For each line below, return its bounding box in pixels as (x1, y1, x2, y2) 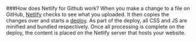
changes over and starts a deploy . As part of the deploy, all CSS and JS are (6, 17, 187, 24)
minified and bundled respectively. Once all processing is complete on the (6, 23, 185, 30)
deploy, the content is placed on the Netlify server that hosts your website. (6, 29, 186, 36)
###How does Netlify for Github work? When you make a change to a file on (6, 5, 190, 12)
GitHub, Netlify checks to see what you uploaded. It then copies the (6, 11, 170, 18)
